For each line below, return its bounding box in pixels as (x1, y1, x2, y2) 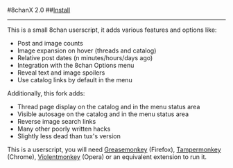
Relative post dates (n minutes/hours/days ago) (17, 54, 153, 62)
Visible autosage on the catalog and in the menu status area (17, 110, 189, 118)
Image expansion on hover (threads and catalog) (17, 46, 157, 55)
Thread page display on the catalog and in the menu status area (17, 103, 200, 111)
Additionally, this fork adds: (7, 89, 85, 97)
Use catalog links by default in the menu (17, 76, 133, 84)
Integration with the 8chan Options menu (17, 62, 135, 69)
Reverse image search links (17, 118, 96, 125)
